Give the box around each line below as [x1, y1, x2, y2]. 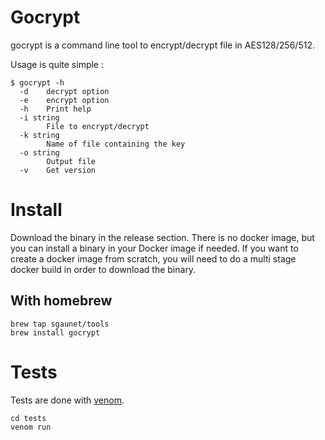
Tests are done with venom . [10, 394, 125, 406]
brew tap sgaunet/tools [10, 319, 110, 329]
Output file [46, 156, 97, 166]
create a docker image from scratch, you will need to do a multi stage [10, 252, 297, 265]
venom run [10, 422, 52, 432]
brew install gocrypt [10, 327, 101, 338]
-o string [19, 147, 60, 158]
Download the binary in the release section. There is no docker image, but [10, 231, 315, 243]
